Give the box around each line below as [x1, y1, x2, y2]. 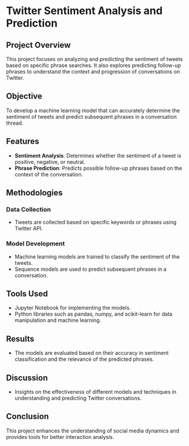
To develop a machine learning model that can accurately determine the [6, 107, 180, 114]
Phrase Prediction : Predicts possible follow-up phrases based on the [14, 165, 183, 172]
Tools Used [6, 289, 48, 299]
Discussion [6, 373, 48, 383]
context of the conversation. [14, 170, 83, 177]
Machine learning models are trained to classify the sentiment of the [14, 253, 180, 260]
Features [6, 136, 39, 146]
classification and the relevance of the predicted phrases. [14, 356, 154, 363]
